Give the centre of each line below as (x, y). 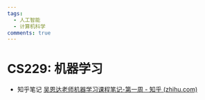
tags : (15, 13)
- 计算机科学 (30, 26)
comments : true (29, 33)
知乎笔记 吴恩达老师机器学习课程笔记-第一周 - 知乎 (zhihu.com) (107, 90)
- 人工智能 (27, 20)
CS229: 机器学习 (55, 69)
